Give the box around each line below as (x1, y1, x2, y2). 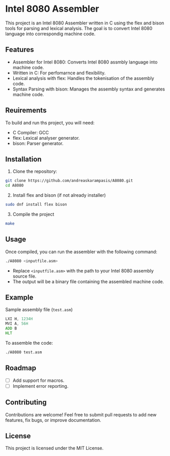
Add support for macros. (12, 377, 65, 383)
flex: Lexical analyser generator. (12, 135, 80, 141)
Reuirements (5, 106, 47, 115)
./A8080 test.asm (5, 349, 42, 355)
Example (5, 293, 34, 301)
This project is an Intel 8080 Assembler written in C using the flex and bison (5, 20, 164, 26)
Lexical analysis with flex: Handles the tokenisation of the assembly (12, 75, 154, 81)
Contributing (5, 398, 47, 407)
